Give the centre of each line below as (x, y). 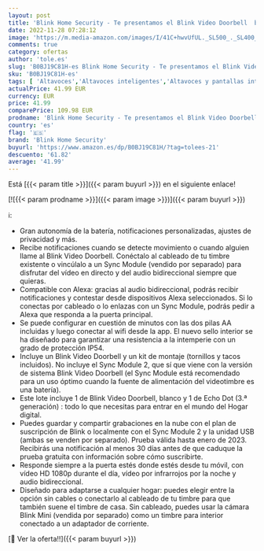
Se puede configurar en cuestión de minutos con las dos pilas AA (125, 323)
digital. (30, 415)
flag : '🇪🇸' (27, 132)
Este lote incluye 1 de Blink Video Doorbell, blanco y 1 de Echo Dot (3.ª (133, 398)
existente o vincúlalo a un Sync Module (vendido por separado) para (130, 264)
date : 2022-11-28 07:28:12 (52, 30)
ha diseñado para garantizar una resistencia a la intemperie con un (127, 340)
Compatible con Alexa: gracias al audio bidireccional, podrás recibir (129, 290)
